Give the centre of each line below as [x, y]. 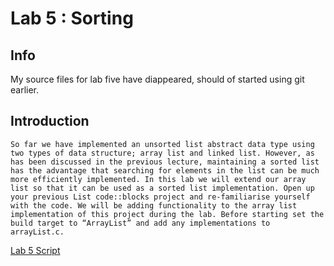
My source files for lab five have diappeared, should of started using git [157, 79]
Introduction [50, 121]
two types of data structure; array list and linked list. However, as [162, 153]
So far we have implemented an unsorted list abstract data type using [162, 144]
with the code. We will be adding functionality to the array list [154, 205]
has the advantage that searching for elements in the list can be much [165, 170]
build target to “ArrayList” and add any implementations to [140, 223]
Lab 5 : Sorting [72, 18]
